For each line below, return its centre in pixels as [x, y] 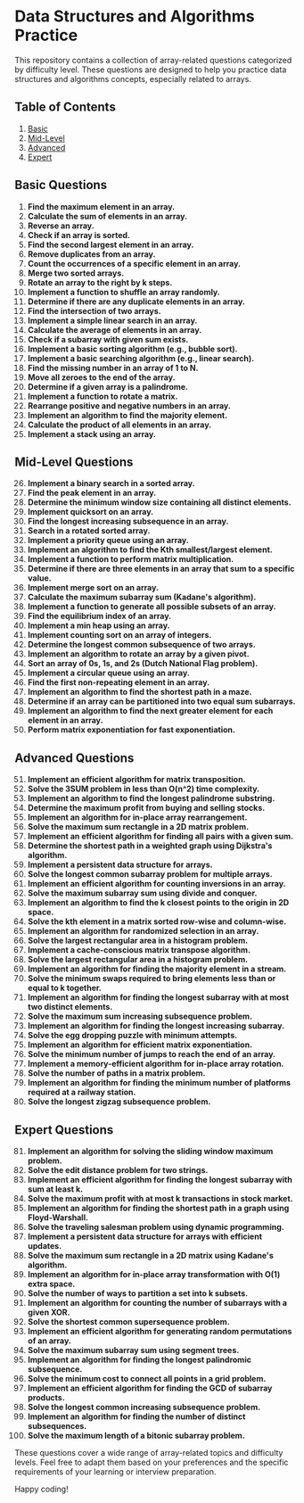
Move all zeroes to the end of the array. [102, 377]
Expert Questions [64, 1130]
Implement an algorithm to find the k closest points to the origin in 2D [158, 903]
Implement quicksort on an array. [90, 512]
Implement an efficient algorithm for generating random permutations [160, 1331]
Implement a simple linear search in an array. [112, 320]
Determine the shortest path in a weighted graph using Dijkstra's [150, 846]
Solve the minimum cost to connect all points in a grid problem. [147, 1379]
